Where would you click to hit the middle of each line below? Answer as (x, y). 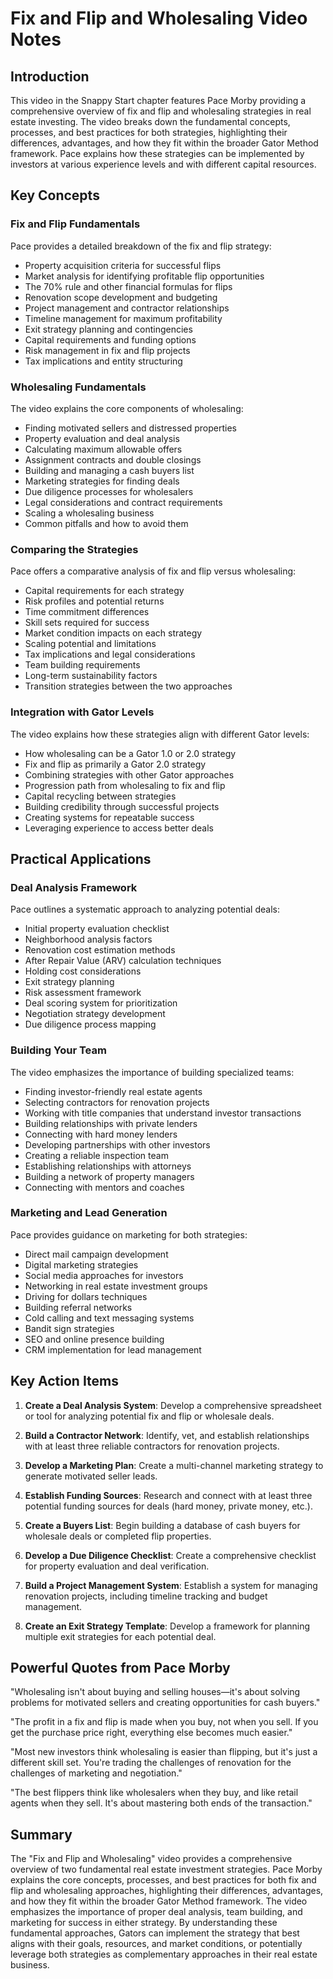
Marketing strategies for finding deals (102, 481)
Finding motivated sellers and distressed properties (130, 428)
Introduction (50, 76)
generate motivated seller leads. (91, 1476)
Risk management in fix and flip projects (107, 350)
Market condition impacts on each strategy (113, 633)
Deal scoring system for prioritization (101, 1003)
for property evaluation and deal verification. (117, 1566)
